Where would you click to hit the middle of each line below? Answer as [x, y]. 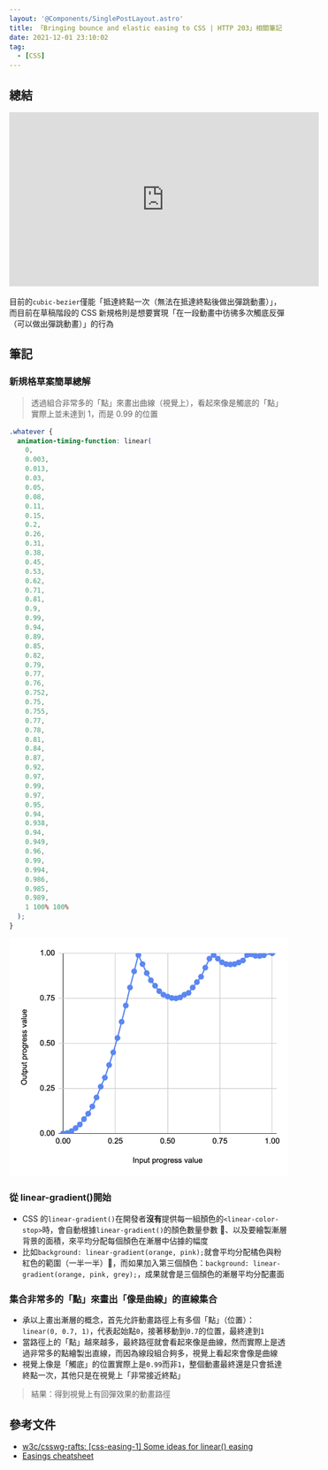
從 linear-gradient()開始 [61, 1198]
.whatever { [31, 432]
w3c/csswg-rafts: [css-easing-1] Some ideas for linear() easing [137, 1446]
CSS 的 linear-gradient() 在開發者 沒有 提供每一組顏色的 [122, 1218]
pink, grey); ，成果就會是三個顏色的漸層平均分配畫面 [187, 1274]
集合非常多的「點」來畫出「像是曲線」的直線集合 [114, 1298]
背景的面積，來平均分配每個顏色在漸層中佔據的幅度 [115, 1240]
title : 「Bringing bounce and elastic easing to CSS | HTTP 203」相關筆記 [146, 28]
